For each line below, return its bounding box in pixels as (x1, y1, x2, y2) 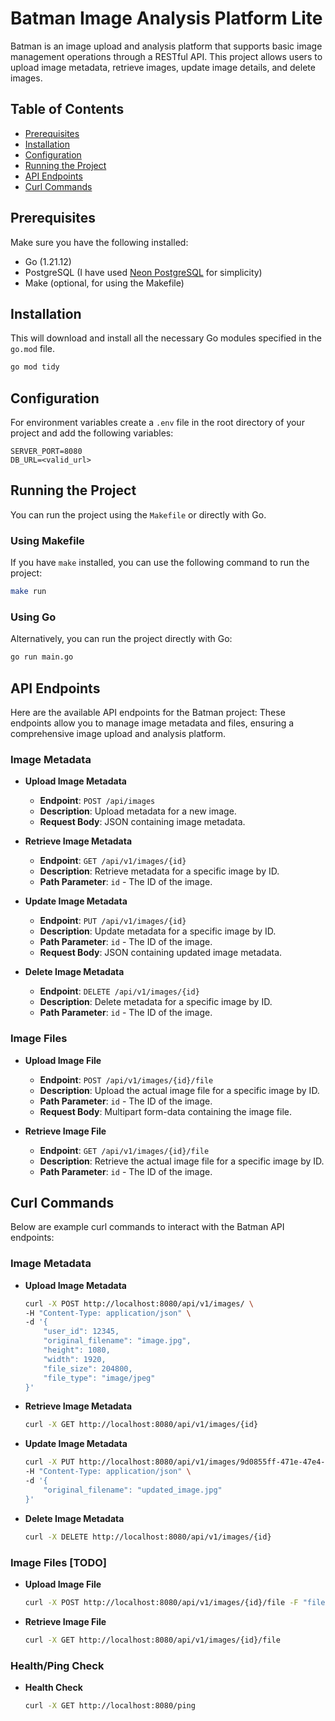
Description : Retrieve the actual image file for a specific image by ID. (39, 1155, 325, 1167)
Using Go (10, 610, 57, 624)
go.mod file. (10, 343, 56, 355)
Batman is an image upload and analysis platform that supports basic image (10, 40, 323, 52)
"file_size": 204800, (43, 1363, 133, 1374)
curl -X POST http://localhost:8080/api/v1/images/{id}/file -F (24, 1597, 299, 1607)
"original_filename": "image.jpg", (43, 1336, 192, 1346)
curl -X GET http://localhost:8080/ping (24, 1700, 196, 1711)
